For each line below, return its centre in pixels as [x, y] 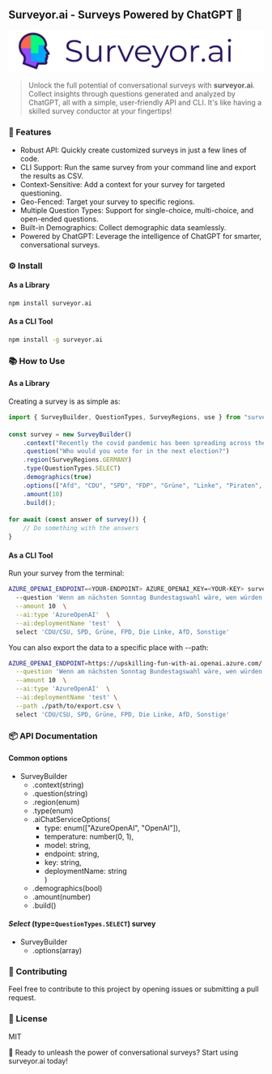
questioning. [41, 193]
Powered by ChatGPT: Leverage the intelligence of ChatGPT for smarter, [140, 236]
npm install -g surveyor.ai [56, 340]
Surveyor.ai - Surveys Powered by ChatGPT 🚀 [125, 15]
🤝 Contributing [38, 971]
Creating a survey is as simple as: [64, 401]
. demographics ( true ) [57, 477]
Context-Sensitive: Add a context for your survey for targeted [122, 184]
